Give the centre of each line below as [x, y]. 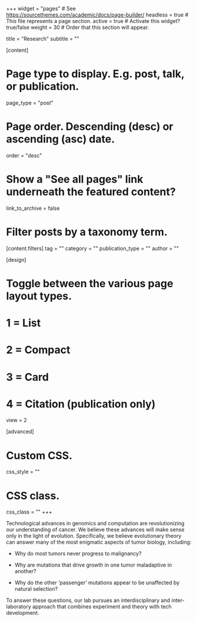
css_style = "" [23, 472]
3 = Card [27, 377]
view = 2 [17, 420]
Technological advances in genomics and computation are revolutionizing [95, 524]
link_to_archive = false [33, 208]
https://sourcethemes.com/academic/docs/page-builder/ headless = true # [97, 15]
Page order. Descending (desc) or [90, 127]
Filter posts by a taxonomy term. [87, 232]
